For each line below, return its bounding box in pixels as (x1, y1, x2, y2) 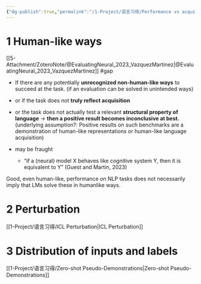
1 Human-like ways (6, 34, 102, 48)
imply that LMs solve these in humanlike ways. (6, 181, 121, 189)
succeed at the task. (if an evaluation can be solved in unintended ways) (14, 85, 194, 92)
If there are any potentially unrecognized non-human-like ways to (14, 78, 180, 86)
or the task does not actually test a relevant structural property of (14, 108, 178, 116)
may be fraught (14, 145, 53, 153)
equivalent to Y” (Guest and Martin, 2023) (23, 163, 127, 171)
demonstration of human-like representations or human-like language (14, 127, 187, 135)
